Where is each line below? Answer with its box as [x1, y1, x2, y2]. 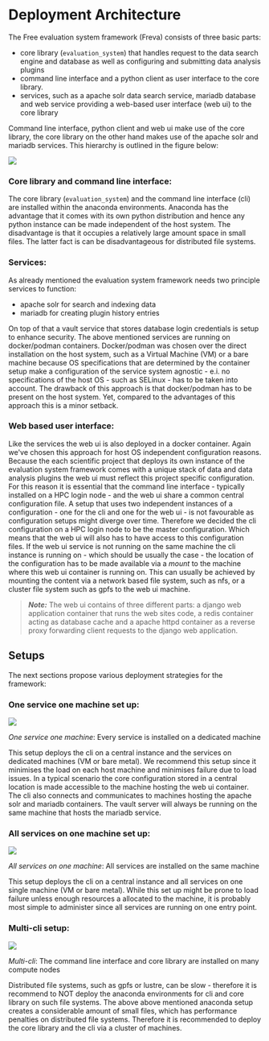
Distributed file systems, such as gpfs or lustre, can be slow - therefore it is [8, 980, 257, 989]
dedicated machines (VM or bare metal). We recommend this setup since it [8, 756, 257, 766]
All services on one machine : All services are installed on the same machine [8, 861, 259, 871]
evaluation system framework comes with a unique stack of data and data [8, 465, 253, 474]
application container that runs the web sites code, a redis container [27, 608, 254, 618]
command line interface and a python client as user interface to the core [19, 73, 259, 83]
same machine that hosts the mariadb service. [8, 808, 162, 817]
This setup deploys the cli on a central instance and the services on [8, 747, 232, 758]
